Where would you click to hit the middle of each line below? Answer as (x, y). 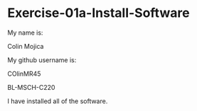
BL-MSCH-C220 (31, 87)
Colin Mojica (26, 46)
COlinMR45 (24, 74)
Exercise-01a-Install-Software (98, 13)
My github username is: (42, 60)
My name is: (25, 33)
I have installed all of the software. (58, 101)
